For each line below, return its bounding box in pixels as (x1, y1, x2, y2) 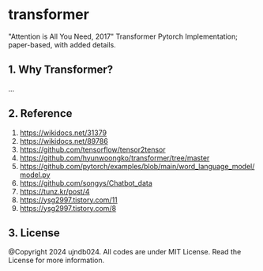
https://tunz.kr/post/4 (19, 186, 90, 196)
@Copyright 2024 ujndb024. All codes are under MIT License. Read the (8, 247, 242, 257)
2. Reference (8, 107, 73, 120)
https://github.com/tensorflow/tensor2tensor (19, 145, 166, 154)
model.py (19, 170, 51, 179)
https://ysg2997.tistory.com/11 (19, 195, 118, 205)
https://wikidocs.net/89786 (19, 136, 108, 145)
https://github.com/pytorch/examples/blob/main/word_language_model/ (19, 161, 255, 171)
